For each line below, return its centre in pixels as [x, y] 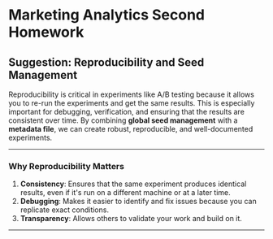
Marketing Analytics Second [107, 15]
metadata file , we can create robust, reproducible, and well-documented [131, 129]
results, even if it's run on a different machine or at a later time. [126, 193]
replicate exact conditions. [65, 210]
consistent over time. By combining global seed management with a [123, 120]
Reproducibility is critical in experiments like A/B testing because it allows [131, 94]
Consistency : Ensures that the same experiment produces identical [133, 184]
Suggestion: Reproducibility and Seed [106, 62]
